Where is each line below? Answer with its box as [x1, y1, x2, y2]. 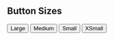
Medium [33, 24, 55, 32]
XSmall [85, 24, 104, 32]
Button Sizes [7, 5, 63, 17]
